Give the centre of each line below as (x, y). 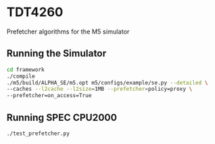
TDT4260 (35, 12)
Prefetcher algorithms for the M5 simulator (68, 31)
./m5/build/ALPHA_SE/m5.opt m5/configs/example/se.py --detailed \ (107, 82)
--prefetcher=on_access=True (49, 96)
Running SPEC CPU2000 (62, 117)
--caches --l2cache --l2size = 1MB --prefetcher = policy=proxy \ (99, 89)
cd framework (26, 70)
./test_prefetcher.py (38, 134)
